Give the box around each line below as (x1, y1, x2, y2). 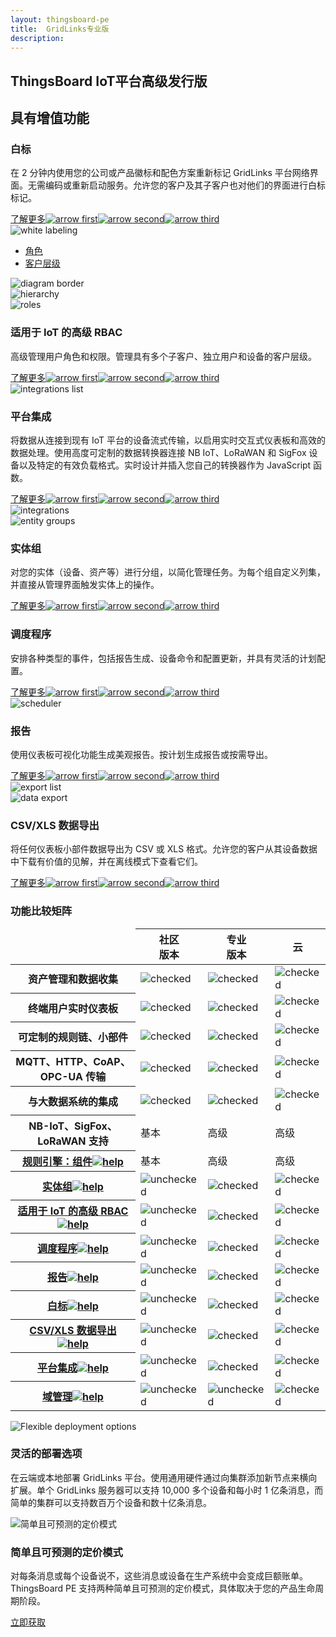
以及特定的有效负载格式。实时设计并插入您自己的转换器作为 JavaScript (18, 459, 312, 471)
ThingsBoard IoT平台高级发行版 (10, 72, 208, 90)
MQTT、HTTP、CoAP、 (15, 1055, 131, 1069)
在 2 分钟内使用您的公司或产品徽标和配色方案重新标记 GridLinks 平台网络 (10, 167, 310, 179)
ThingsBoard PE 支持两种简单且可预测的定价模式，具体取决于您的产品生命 (10, 1582, 316, 1595)
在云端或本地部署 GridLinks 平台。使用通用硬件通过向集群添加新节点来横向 (10, 1471, 318, 1483)
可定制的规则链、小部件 (17, 1030, 128, 1044)
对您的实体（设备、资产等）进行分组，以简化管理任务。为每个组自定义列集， (10, 566, 326, 578)
